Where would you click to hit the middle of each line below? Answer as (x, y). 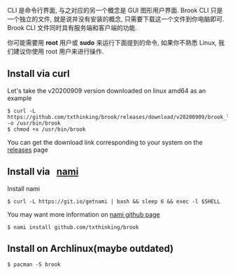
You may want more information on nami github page (84, 214)
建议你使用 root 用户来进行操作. (58, 51)
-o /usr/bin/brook (34, 123)
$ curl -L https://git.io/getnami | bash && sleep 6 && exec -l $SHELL (114, 202)
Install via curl (38, 74)
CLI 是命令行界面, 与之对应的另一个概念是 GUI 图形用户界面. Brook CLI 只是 (115, 10)
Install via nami (43, 172)
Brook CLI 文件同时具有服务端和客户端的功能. (72, 28)
